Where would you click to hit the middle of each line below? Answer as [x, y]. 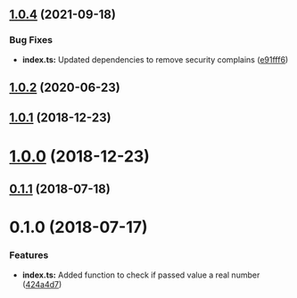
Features [29, 255]
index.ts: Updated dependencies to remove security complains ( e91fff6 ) [155, 59]
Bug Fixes [31, 40]
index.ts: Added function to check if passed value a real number [141, 275]
